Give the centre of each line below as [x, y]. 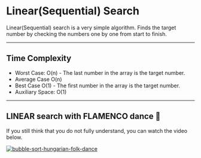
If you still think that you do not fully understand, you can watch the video [97, 130]
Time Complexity [39, 58]
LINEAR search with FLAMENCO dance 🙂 [83, 116]
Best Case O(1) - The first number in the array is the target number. [98, 86]
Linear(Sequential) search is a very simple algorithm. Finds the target [91, 28]
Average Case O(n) [38, 79]
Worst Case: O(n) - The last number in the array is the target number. [100, 72]
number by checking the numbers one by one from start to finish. [87, 34]
